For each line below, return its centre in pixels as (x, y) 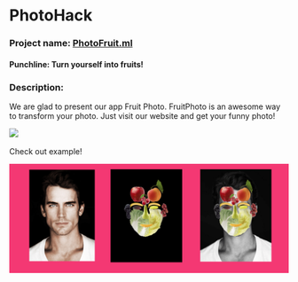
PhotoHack (51, 16)
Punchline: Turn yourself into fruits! (76, 64)
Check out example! (46, 151)
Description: (36, 87)
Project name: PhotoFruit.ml (71, 43)
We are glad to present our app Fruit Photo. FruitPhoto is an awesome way (145, 106)
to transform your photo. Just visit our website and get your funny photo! (142, 116)
